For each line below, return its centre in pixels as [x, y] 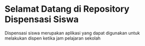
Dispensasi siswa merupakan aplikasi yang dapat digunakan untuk [72, 33]
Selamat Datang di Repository [67, 9]
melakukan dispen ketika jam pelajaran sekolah [53, 38]
